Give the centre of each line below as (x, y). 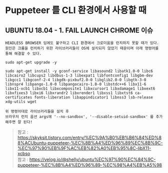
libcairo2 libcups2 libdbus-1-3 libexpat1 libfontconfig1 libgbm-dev (79, 75)
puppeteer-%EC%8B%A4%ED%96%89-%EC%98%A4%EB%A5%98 (90, 165)
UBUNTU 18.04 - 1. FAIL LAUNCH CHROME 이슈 (79, 30)
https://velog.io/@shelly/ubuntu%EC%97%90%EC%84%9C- (92, 159)
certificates (19, 97)
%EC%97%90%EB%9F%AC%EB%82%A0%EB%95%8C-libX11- (84, 148)
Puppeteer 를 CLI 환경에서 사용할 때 (76, 10)
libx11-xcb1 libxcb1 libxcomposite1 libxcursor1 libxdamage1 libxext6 (80, 88)
